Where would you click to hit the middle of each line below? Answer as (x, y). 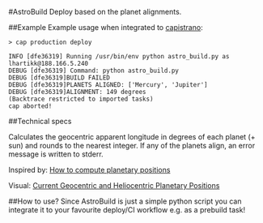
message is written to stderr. (56, 154)
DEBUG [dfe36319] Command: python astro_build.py (94, 71)
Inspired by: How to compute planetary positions (89, 170)
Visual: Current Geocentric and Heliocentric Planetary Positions (114, 185)
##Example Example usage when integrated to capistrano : (106, 27)
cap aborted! (30, 106)
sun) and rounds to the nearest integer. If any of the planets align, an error (132, 146)
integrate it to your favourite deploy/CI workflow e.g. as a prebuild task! (127, 210)
